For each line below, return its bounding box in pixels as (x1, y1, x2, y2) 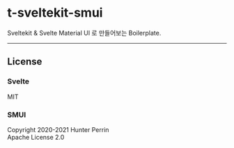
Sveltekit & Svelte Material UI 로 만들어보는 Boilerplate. (7, 28, 162, 37)
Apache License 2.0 (7, 133, 65, 141)
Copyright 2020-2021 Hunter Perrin (7, 125, 109, 133)
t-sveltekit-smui (7, 5, 103, 21)
